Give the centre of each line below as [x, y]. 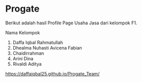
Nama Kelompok [23, 32]
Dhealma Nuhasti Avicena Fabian [48, 48]
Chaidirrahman [28, 53]
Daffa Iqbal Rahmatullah [38, 42]
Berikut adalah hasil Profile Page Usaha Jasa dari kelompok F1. [71, 23]
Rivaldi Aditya [27, 64]
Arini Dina [23, 58]
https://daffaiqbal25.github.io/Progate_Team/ [52, 73]
